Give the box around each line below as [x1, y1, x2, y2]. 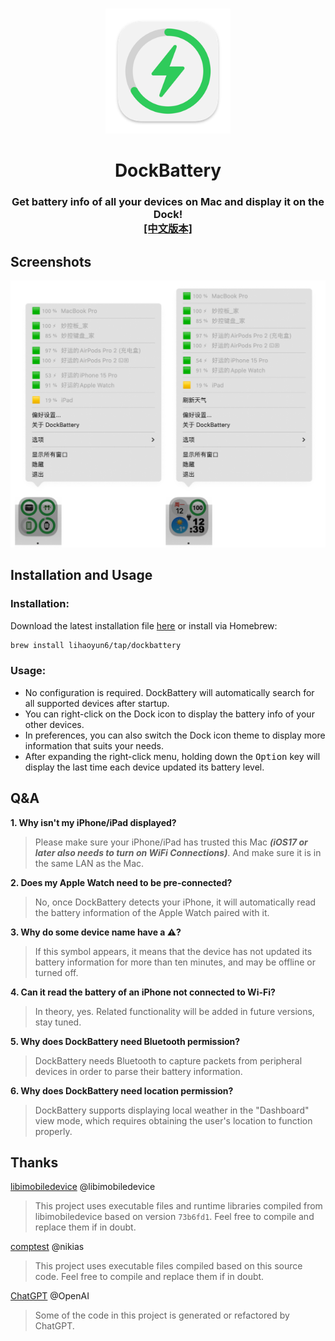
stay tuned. [34, 1016, 82, 1028]
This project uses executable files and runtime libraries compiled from [34, 1200, 323, 1212]
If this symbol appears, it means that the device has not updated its [34, 945, 313, 957]
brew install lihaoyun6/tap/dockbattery [10, 640, 182, 650]
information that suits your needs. [24, 739, 164, 752]
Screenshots [10, 253, 92, 270]
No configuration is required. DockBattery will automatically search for [24, 686, 315, 698]
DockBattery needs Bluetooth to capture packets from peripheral [34, 1054, 303, 1067]
